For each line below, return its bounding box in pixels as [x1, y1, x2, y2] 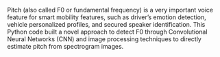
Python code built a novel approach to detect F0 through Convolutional [7, 27, 208, 36]
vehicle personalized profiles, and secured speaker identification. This [7, 21, 206, 28]
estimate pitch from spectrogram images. [7, 43, 124, 50]
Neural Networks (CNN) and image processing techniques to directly [7, 35, 202, 43]
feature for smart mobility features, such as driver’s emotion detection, [7, 13, 207, 21]
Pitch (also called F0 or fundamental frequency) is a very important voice [7, 6, 214, 14]
